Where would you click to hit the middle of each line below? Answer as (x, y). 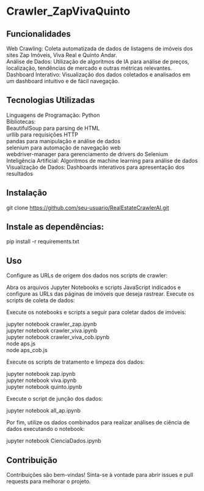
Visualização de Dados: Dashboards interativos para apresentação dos (96, 167)
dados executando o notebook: (46, 429)
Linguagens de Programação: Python (53, 115)
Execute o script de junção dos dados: (55, 399)
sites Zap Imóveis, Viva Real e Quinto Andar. (62, 55)
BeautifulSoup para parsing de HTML (53, 128)
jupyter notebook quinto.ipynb (44, 387)
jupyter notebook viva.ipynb (42, 380)
